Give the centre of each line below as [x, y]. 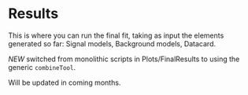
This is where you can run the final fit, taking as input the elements [116, 35]
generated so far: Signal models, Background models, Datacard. [112, 43]
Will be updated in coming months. [65, 82]
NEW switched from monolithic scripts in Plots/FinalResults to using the [124, 59]
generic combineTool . [42, 67]
